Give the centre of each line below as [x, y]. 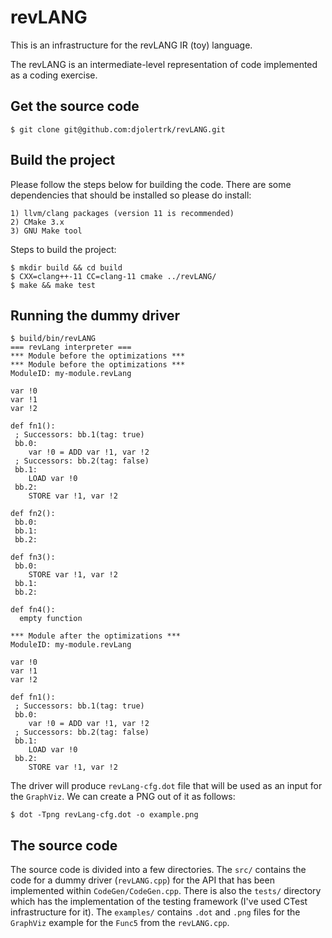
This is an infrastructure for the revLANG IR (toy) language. [131, 45]
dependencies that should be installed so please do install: [131, 195]
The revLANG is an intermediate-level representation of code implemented [164, 64]
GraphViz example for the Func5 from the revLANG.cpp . [120, 923]
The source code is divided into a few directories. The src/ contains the [158, 870]
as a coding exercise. [54, 75]
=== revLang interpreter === [71, 347]
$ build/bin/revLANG [53, 339]
